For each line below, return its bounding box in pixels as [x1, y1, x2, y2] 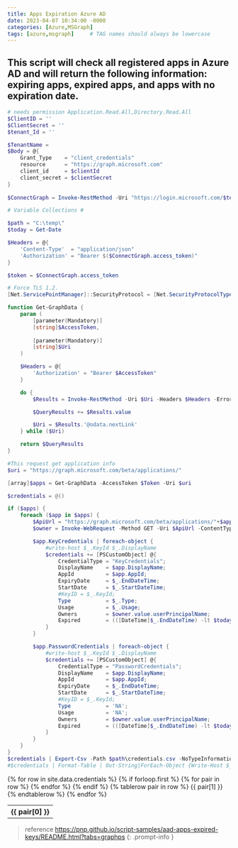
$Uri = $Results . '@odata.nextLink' [33, 421, 138, 428]
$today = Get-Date [7, 227, 62, 234]
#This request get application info [7, 460, 115, 467]
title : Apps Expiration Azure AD [7, 10, 106, 18]
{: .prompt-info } [126, 832, 174, 841]
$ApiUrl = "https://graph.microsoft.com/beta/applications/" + [33, 518, 220, 526]
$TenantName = [7, 141, 50, 148]
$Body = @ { [7, 148, 40, 155]
